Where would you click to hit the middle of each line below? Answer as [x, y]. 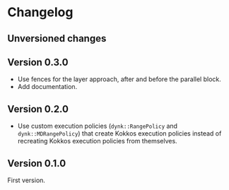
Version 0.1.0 [37, 163]
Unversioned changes [57, 38]
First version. [27, 180]
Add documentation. [47, 87]
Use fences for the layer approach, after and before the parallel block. [119, 79]
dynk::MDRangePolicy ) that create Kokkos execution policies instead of [119, 133]
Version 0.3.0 [38, 62]
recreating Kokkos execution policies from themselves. [98, 141]
